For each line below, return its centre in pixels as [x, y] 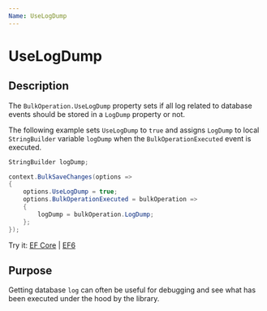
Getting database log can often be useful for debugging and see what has [132, 290]
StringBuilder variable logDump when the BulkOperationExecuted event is [130, 138]
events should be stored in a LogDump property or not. [97, 114]
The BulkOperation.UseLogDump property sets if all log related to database [131, 106]
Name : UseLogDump [38, 16]
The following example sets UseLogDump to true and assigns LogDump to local [134, 130]
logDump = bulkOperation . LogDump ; [96, 214]
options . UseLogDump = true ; [70, 192]
